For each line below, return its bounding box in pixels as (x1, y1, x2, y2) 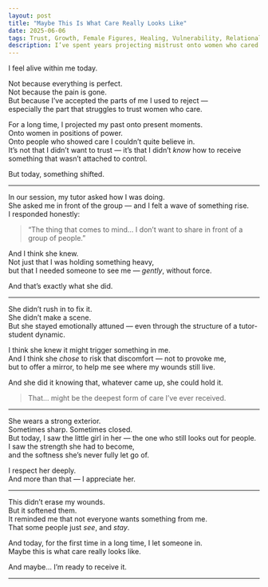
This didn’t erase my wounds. (8, 497, 105, 507)
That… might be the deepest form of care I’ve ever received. (27, 393, 227, 403)
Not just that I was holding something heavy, (8, 258, 155, 267)
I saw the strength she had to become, (8, 441, 135, 452)
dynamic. (34, 329, 66, 340)
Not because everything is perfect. (8, 79, 123, 89)
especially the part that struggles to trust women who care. (8, 105, 203, 114)
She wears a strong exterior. (8, 417, 101, 426)
